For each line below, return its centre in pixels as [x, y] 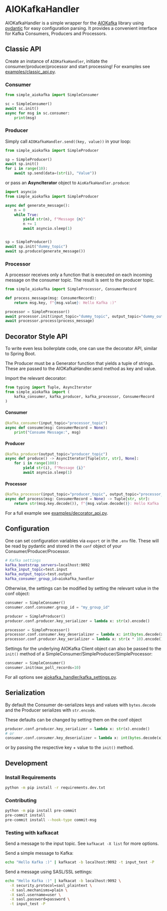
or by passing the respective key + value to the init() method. [70, 747]
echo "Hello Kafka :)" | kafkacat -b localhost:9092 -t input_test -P [80, 862]
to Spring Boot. [21, 354]
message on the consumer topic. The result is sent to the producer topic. [80, 280]
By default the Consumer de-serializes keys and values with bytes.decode [81, 705]
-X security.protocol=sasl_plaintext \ [51, 885]
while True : [26, 215]
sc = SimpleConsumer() [29, 104]
